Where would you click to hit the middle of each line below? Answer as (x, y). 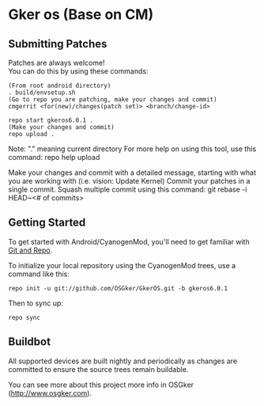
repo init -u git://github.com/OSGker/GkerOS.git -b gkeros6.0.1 (118, 288)
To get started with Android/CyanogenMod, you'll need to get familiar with (129, 241)
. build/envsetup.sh (42, 93)
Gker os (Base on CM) (81, 15)
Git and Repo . (30, 250)
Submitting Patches (58, 44)
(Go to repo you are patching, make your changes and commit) (113, 100)
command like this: (39, 274)
